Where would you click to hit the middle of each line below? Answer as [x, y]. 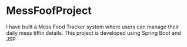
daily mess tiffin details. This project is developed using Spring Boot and [93, 32]
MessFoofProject [49, 11]
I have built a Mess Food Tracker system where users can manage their [93, 27]
